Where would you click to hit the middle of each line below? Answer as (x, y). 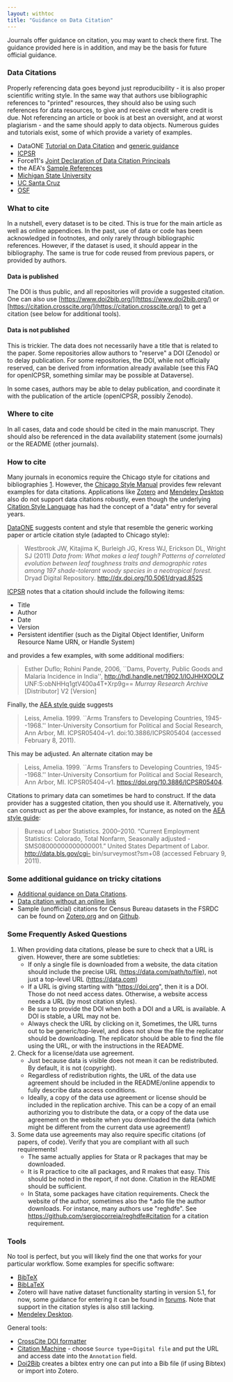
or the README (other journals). (53, 443)
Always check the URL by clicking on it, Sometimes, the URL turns (122, 1023)
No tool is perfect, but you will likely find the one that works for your (104, 1256)
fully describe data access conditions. (82, 1090)
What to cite (28, 208)
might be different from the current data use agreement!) (109, 1127)
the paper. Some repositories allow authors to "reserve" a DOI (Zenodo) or (114, 353)
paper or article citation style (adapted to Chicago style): (88, 535)
